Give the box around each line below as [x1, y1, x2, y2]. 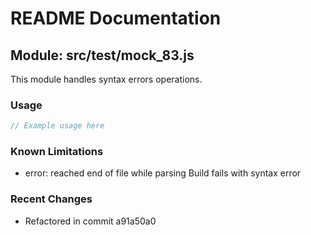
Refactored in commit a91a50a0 [24, 215, 157, 227]
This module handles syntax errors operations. [10, 73, 203, 85]
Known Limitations [10, 145, 104, 159]
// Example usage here [10, 121, 105, 131]
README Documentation [10, 7, 222, 30]
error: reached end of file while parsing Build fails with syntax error [24, 167, 302, 179]
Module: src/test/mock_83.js [10, 47, 195, 64]
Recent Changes [10, 192, 93, 206]
